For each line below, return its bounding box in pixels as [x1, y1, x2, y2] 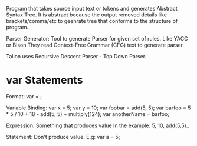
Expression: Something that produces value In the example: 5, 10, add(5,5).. [6, 122, 190, 129]
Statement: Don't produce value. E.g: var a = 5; [6, 133, 120, 140]
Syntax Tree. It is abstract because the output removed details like [6, 11, 167, 18]
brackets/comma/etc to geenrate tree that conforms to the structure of [6, 18, 178, 24]
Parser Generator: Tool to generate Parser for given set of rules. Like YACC [6, 35, 188, 42]
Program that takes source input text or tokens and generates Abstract [6, 5, 178, 12]
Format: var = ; [6, 92, 42, 99]
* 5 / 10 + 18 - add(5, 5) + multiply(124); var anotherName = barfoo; [6, 110, 170, 117]
